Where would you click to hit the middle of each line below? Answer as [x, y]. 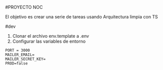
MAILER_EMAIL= [20, 55]
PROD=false [16, 64]
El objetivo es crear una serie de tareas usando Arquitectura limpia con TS [82, 17]
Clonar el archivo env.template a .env [50, 36]
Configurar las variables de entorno [49, 41]
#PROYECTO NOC [24, 7]
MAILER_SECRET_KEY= [25, 59]
